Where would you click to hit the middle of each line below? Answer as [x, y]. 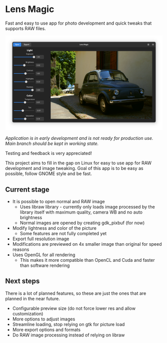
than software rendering [45, 265]
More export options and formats [46, 329]
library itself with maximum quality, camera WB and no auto [81, 212]
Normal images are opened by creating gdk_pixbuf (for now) [82, 223]
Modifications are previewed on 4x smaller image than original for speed [87, 244]
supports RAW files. [25, 28]
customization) [28, 313]
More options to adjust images [44, 319]
